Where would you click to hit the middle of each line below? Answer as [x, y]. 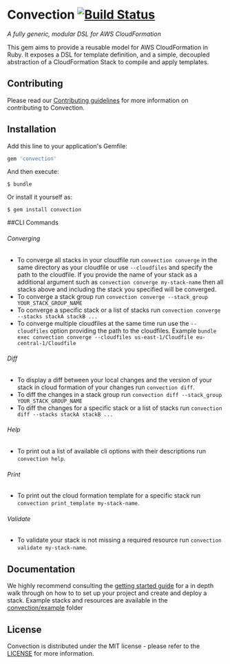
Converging [24, 239]
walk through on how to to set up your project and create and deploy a [107, 593]
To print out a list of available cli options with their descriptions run [112, 451]
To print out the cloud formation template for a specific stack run [109, 496]
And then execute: [33, 172]
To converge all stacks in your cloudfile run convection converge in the [117, 260]
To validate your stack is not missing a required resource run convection [119, 540]
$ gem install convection [44, 210]
